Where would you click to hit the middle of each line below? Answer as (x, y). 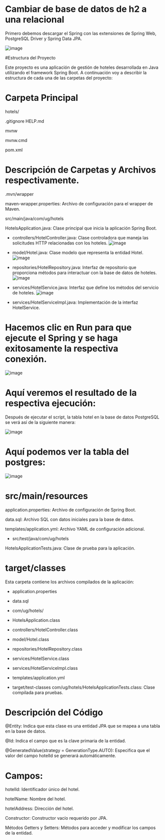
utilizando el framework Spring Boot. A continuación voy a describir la (76, 72)
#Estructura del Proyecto (30, 57)
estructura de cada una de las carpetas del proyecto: (59, 78)
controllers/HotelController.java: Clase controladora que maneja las (80, 237)
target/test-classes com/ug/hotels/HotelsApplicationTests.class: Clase (83, 687)
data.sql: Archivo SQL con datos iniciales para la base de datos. (70, 519)
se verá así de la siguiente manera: (40, 422)
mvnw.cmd (16, 140)
